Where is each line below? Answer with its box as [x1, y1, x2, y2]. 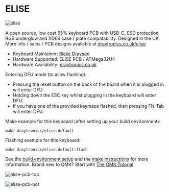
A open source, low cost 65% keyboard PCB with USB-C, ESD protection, [5, 30, 160, 36]
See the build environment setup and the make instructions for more [5, 156, 149, 162]
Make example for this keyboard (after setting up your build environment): [5, 118, 161, 124]
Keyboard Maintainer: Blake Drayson [12, 51, 90, 57]
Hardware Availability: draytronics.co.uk [12, 61, 97, 67]
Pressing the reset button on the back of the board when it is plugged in [12, 81, 164, 87]
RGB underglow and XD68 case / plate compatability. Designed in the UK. [5, 35, 160, 41]
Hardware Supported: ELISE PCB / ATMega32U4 [12, 56, 115, 62]
